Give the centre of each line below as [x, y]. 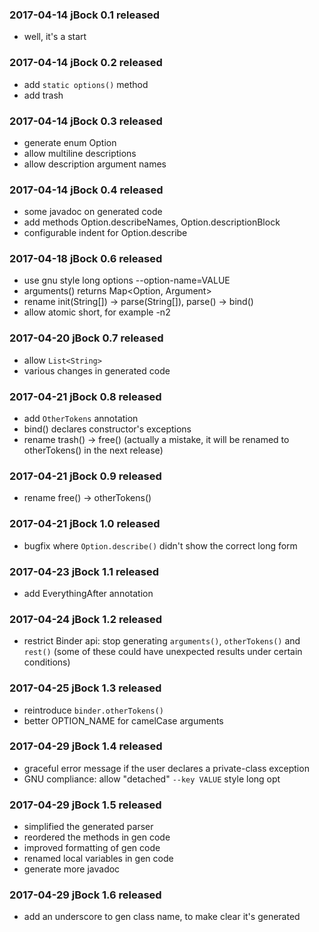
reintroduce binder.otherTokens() [93, 710]
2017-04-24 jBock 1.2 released [85, 619]
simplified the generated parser [88, 827]
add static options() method [86, 84]
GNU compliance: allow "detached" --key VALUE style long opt [152, 779]
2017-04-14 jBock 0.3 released [86, 121]
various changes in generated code [97, 370]
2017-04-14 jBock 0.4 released [86, 190]
